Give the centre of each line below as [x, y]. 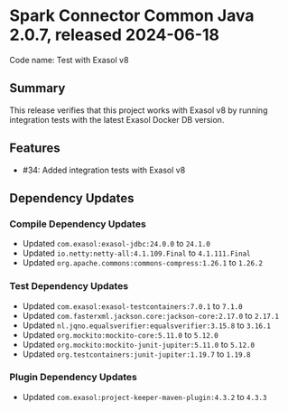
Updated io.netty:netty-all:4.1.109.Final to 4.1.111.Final [136, 253]
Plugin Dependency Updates [73, 378]
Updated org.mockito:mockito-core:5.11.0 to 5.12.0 [120, 334]
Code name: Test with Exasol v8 [69, 60]
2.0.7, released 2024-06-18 [114, 35]
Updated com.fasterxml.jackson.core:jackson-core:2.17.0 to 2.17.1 [151, 315]
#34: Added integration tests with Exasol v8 [104, 170]
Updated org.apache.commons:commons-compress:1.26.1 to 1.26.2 [143, 263]
